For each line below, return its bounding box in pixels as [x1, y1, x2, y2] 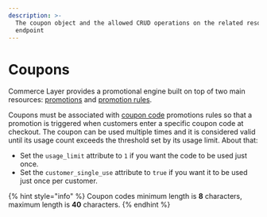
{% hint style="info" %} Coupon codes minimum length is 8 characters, [8, 192, 242, 201]
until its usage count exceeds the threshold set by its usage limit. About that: [8, 135, 258, 145]
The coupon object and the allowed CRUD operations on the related [15, 19, 244, 27]
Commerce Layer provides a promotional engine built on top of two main [8, 86, 246, 96]
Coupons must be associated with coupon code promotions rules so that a [8, 110, 253, 120]
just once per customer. [19, 176, 98, 186]
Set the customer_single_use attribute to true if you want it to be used [19, 168, 248, 177]
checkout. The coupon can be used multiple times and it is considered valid [8, 128, 256, 137]
